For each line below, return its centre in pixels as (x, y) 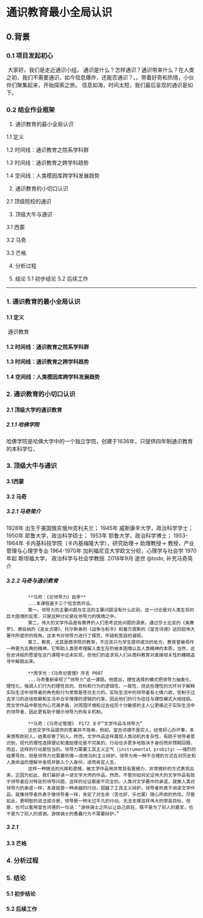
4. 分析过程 (22, 860)
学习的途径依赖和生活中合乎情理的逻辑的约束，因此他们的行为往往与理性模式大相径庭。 (103, 699)
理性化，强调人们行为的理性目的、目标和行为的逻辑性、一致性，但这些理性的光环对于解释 (101, 686)
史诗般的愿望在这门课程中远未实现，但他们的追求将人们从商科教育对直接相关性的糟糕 (101, 655)
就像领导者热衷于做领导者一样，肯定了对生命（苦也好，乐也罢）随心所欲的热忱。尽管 (105, 794)
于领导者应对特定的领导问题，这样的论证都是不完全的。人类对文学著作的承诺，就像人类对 (101, 782)
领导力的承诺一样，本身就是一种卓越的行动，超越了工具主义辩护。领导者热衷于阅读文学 (98, 788)
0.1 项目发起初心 (30, 55)
